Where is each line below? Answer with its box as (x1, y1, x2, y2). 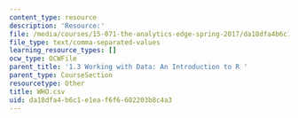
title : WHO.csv (9, 87, 66, 96)
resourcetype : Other (9, 79, 86, 88)
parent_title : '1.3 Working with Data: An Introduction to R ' (9, 63, 248, 72)
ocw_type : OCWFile (9, 54, 77, 63)
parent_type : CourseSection (9, 71, 114, 80)
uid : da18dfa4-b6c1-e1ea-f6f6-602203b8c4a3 (9, 95, 173, 105)
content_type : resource (9, 12, 98, 22)
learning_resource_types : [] (9, 46, 117, 55)
